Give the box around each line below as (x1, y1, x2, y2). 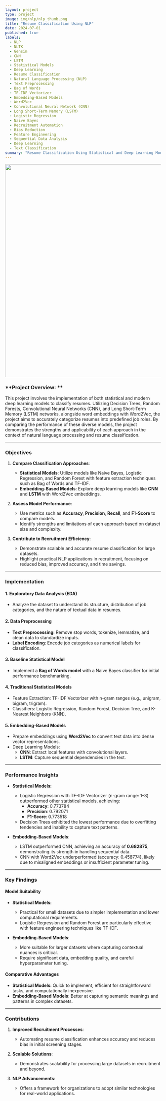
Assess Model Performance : (12, 501, 73, 507)
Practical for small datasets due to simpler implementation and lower (19, 909, 160, 915)
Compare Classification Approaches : (12, 460, 90, 467)
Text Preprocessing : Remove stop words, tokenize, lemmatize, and (12, 629, 150, 635)
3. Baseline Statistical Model (5, 656, 65, 663)
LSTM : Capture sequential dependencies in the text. (19, 755, 126, 760)
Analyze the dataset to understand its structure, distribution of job (12, 602, 147, 608)
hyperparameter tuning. (19, 960, 68, 966)
